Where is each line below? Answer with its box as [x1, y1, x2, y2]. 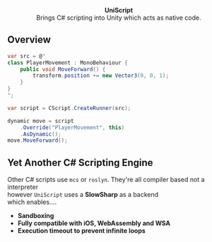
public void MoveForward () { [20, 66, 106, 73]
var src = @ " [7, 52, 46, 59]
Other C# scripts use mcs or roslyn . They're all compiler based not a [7, 176, 205, 184]
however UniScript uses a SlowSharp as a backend [7, 190, 159, 199]
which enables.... [7, 198, 57, 207]
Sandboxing [17, 212, 54, 220]
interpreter [7, 183, 39, 191]
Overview [7, 34, 52, 46]
